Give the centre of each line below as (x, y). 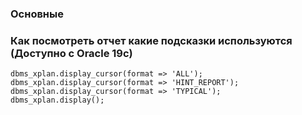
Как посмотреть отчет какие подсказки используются (151, 40)
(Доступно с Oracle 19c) (71, 53)
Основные (37, 14)
